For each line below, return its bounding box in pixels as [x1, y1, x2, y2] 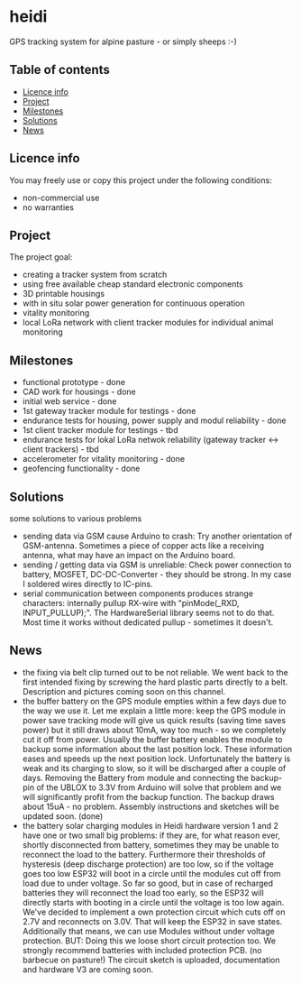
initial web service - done [22, 396, 117, 407]
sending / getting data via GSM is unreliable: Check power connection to [22, 559, 292, 570]
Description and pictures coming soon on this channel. [22, 685, 226, 696]
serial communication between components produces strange [22, 588, 254, 599]
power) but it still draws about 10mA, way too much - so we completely [22, 724, 287, 735]
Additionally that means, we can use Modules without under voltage [22, 925, 275, 936]
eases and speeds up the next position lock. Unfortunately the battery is [22, 753, 291, 764]
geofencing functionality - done [22, 463, 141, 474]
